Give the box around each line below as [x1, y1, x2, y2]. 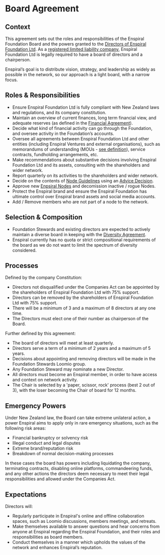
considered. [12, 247, 37, 253]
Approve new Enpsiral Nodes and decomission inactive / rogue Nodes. [12, 183, 156, 189]
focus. [5, 77, 18, 83]
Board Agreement [5, 3, 79, 14]
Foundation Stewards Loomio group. [12, 361, 86, 367]
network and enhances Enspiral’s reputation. [12, 545, 103, 551]
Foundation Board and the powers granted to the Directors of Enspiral [5, 41, 147, 47]
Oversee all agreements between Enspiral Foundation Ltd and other [12, 135, 149, 141]
